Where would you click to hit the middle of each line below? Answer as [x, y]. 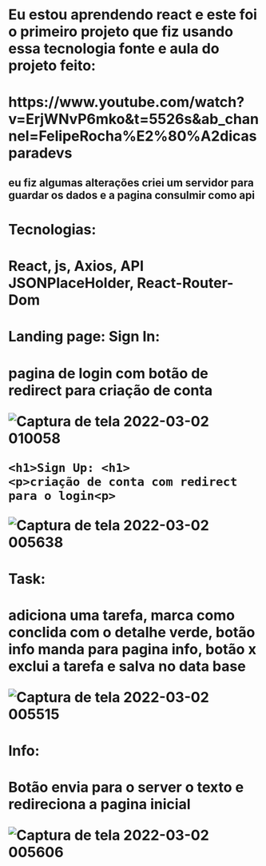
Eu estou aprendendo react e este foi [133, 15]
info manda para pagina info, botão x [133, 649]
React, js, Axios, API [76, 266]
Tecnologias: [52, 229]
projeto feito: [52, 66]
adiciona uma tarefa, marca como [122, 615]
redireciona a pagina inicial [99, 804]
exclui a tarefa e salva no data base [127, 666]
